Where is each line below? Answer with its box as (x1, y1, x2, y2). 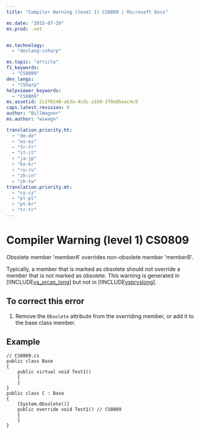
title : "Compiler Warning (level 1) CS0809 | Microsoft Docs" (6, 9, 168, 15)
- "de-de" (12, 132, 37, 139)
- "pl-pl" (12, 196, 37, 202)
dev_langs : (6, 76, 34, 82)
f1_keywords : (6, 65, 40, 71)
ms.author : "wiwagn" (6, 116, 59, 122)
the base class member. (15, 319, 76, 326)
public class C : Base (6, 390, 64, 397)
